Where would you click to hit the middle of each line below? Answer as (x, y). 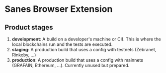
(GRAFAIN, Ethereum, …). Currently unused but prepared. (71, 65)
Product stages (29, 27)
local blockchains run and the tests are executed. (62, 44)
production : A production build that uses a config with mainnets (78, 60)
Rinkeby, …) (24, 55)
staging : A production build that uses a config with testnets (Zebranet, (84, 50)
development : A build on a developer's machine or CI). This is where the (86, 39)
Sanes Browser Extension (59, 9)
